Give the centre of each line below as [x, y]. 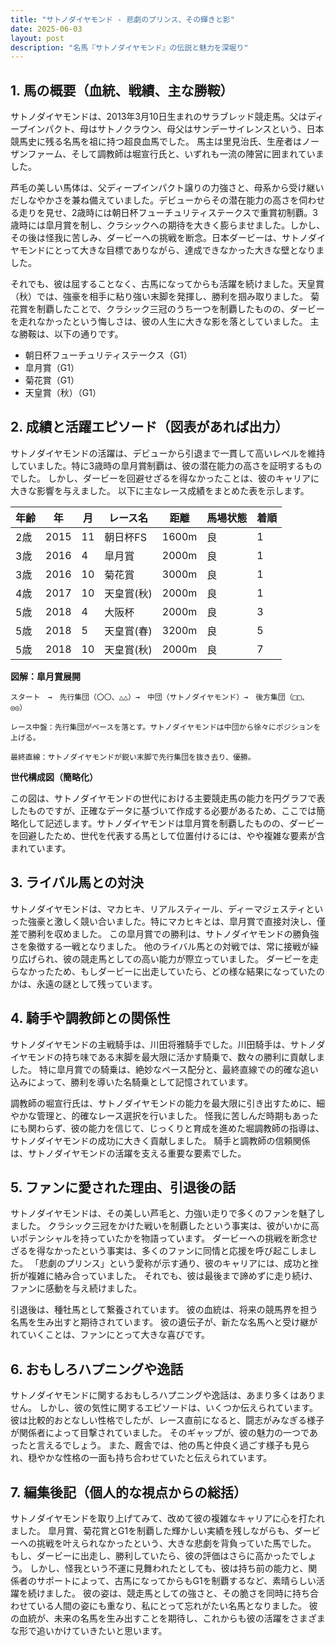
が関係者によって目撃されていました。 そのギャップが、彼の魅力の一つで [160, 1433]
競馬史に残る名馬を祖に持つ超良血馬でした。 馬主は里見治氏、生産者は [156, 142]
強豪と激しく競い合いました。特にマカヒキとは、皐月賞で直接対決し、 [172, 921]
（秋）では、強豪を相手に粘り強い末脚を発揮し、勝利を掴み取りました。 [159, 297]
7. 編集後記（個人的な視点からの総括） [128, 1492]
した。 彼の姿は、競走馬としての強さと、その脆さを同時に [173, 1593]
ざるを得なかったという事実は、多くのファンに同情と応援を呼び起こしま [159, 1251]
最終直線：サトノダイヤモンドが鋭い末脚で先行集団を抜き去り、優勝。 [133, 757]
